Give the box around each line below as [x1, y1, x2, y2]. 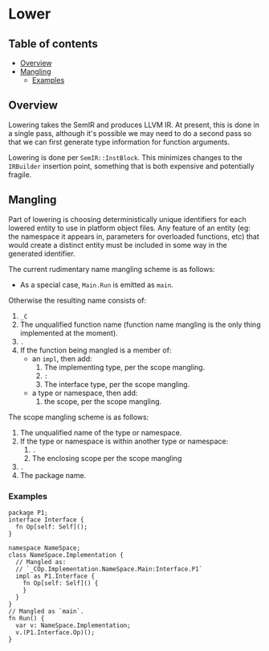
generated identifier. [8, 249, 75, 258]
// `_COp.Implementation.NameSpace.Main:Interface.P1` [15, 565, 203, 573]
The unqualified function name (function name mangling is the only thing [19, 319, 261, 329]
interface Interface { [8, 516, 84, 524]
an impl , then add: [31, 353, 92, 363]
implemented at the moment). [19, 328, 118, 338]
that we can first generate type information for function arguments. [8, 137, 230, 146]
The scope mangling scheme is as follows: [8, 412, 149, 422]
